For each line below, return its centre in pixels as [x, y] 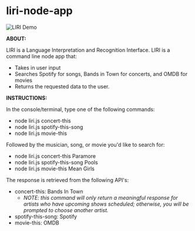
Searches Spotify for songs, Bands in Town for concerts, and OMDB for [101, 74]
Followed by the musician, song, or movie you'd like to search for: [85, 144]
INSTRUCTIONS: [27, 98]
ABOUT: [16, 38]
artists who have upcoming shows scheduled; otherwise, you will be [106, 204]
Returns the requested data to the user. [62, 86]
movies [23, 80]
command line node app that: [42, 56]
